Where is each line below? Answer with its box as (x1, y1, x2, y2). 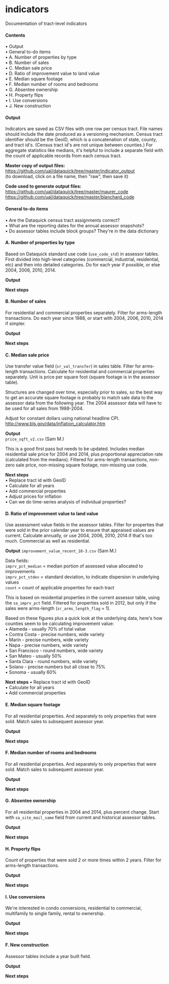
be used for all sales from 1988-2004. (5, 405, 84, 411)
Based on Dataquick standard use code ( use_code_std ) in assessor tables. (5, 251, 159, 257)
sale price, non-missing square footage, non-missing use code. (16, 462, 148, 468)
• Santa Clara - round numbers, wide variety (5, 659, 98, 665)
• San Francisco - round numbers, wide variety (5, 647, 104, 654)
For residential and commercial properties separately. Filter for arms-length (5, 309, 162, 316)
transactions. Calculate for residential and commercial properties (19, 369, 155, 375)
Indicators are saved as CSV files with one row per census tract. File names (5, 126, 163, 132)
